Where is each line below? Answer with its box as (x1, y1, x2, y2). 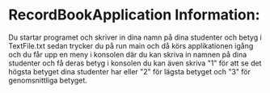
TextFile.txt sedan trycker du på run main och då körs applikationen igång (8, 40, 254, 50)
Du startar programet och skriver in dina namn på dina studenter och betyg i (8, 32, 263, 42)
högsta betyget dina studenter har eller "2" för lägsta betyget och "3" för (8, 66, 251, 76)
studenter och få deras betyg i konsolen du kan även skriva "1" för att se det (8, 58, 262, 68)
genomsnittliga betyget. (8, 75, 87, 85)
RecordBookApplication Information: (8, 6, 260, 24)
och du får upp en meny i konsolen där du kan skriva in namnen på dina (8, 49, 247, 59)
